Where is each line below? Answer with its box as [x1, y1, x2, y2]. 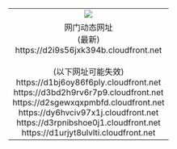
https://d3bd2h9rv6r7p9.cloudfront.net [13, 86, 164, 97]
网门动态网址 [64, 22, 113, 33]
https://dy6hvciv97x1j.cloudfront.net [18, 106, 159, 118]
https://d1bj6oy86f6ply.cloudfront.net [15, 77, 162, 88]
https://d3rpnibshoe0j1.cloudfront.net [15, 117, 162, 128]
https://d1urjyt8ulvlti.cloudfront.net [21, 126, 156, 138]
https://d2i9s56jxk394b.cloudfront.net [15, 44, 162, 56]
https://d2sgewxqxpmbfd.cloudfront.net [12, 97, 165, 108]
